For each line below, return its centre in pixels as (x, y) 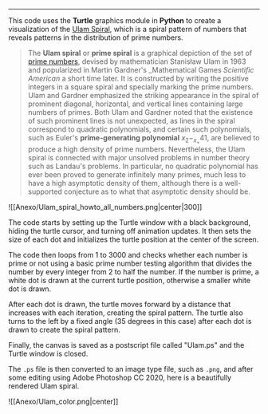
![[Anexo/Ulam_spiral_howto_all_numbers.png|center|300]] (105, 207)
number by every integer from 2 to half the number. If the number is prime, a (134, 272)
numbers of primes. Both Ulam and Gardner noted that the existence (140, 112)
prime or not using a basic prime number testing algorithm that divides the (130, 263)
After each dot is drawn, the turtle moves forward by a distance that (120, 305)
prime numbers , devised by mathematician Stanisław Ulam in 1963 (137, 61)
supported (45, 191)
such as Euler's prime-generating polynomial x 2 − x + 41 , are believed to (144, 140)
